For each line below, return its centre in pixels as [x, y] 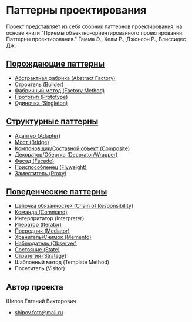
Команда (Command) [41, 212]
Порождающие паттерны [55, 64]
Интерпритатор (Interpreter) [49, 218]
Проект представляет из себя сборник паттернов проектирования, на [94, 26]
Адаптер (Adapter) [37, 135]
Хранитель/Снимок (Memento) [53, 237]
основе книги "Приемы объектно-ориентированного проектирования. [95, 32]
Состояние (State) [37, 250]
